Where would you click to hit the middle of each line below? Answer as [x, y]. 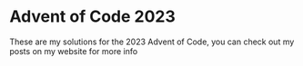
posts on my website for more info [74, 51]
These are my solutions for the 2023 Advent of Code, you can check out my [152, 42]
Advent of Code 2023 [92, 17]
